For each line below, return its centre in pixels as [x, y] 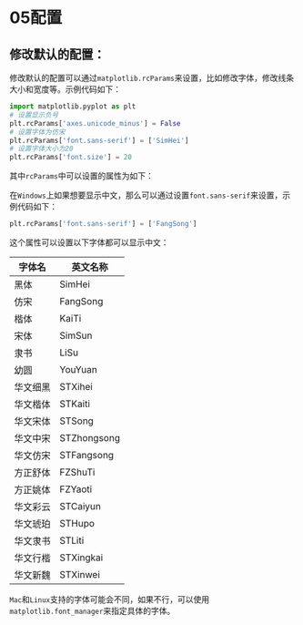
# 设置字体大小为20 [41, 149]
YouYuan [78, 369]
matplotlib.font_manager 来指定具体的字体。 [92, 611]
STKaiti [75, 404]
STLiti [72, 540]
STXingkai [81, 558]
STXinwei [80, 574]
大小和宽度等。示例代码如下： [65, 89]
